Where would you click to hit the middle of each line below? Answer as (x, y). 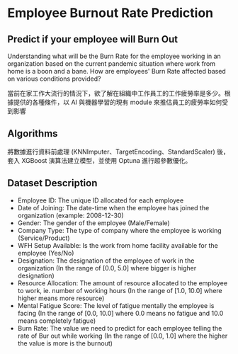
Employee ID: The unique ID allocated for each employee (101, 200)
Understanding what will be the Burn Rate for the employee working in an (114, 56)
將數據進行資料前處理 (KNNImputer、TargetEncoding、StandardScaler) (112, 152)
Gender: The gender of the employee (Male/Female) (93, 223)
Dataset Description (52, 183)
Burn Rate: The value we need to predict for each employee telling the (120, 328)
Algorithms (33, 133)
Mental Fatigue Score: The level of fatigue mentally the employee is (116, 305)
